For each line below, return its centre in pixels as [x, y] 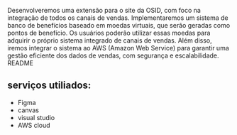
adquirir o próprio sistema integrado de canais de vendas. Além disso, [110, 40]
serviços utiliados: [49, 86]
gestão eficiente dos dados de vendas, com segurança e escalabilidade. [113, 55]
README [21, 63]
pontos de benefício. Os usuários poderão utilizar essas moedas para [109, 33]
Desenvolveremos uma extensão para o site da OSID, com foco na [104, 10]
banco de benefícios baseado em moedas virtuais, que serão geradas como [119, 25]
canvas [28, 110]
